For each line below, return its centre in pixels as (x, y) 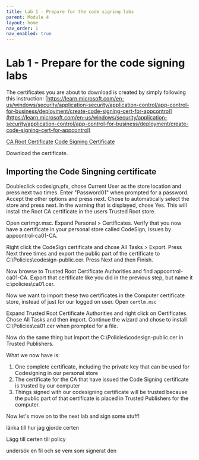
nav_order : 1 (22, 28)
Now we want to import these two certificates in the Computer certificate (96, 295)
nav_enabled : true (29, 34)
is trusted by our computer (47, 385)
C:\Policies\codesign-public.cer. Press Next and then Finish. (80, 260)
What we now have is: (33, 355)
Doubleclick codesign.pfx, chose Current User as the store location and (94, 186)
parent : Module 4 (28, 17)
